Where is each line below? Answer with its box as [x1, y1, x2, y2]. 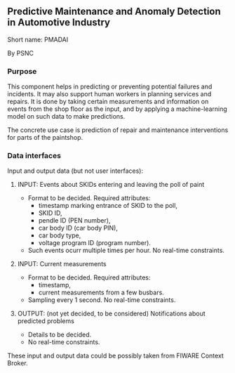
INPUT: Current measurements [17, 260, 107, 268]
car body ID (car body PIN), [38, 224, 118, 233]
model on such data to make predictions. [7, 112, 126, 121]
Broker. [7, 359, 28, 367]
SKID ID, [38, 209, 62, 217]
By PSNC [7, 48, 34, 57]
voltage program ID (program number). [38, 239, 151, 247]
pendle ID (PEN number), [38, 216, 111, 225]
